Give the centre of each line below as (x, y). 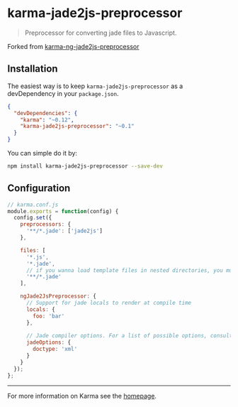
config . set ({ (33, 218)
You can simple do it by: (42, 153)
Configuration (39, 189)
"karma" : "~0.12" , (47, 120)
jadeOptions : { (49, 342)
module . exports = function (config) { (63, 211)
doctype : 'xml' (55, 349)
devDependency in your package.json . (63, 93)
